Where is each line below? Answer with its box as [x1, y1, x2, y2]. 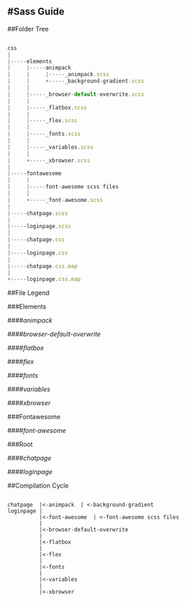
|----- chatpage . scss [7, 210, 69, 217]
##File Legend [7, 289, 50, 297]
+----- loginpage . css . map [7, 276, 81, 283]
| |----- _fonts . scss [7, 131, 81, 138]
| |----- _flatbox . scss [7, 104, 87, 111]
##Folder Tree [7, 24, 49, 33]
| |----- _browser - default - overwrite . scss [7, 90, 144, 98]
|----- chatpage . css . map [7, 262, 78, 269]
